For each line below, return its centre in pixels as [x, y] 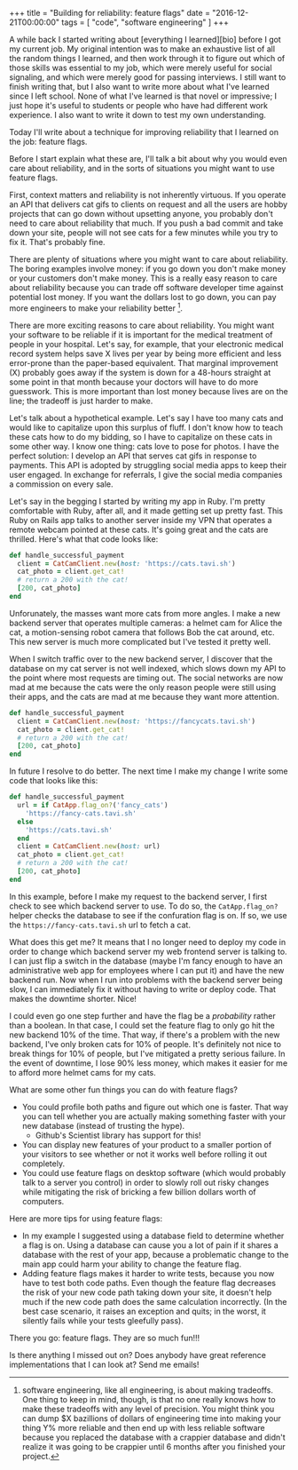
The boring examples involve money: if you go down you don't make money [148, 269]
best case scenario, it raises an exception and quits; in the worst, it [144, 1311]
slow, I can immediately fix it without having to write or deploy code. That [143, 989]
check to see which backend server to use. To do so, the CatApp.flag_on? [144, 906]
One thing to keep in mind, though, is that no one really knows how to [149, 1399]
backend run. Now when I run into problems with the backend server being [146, 980]
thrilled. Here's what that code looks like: [84, 539]
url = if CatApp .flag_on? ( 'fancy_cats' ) [93, 806]
